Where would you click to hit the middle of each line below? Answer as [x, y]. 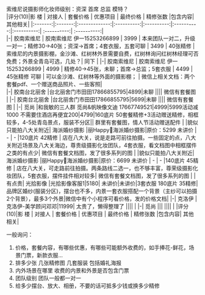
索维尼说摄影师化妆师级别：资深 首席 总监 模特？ [67, 9]
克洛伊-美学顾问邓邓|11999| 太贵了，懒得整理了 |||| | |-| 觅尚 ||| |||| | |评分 [98, 206]
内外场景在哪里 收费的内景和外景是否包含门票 [72, 270]
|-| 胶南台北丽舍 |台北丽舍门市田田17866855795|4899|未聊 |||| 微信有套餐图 [101, 92]
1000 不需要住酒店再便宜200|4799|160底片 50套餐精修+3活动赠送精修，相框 [103, 115]
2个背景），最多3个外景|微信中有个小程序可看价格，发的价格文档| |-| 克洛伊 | [102, 198]
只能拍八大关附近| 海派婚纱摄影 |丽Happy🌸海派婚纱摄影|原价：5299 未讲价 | [102, 130]
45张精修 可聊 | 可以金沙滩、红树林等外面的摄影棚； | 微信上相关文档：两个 [101, 76]
